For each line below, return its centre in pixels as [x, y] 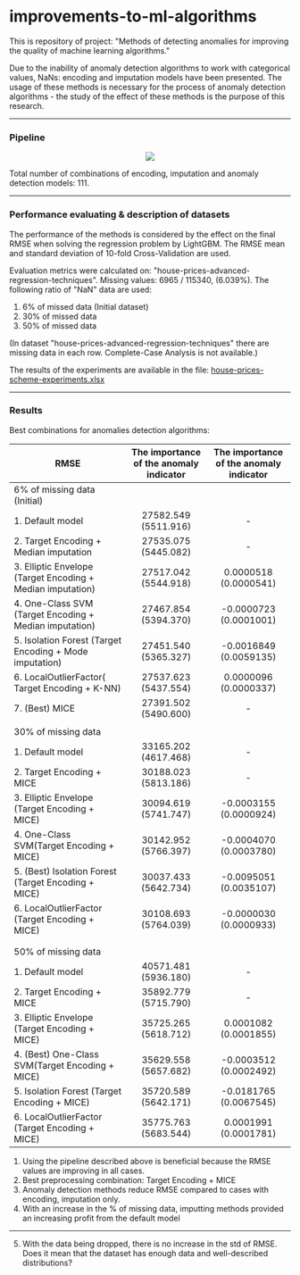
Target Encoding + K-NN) [68, 687]
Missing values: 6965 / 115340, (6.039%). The [184, 279]
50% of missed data [59, 325]
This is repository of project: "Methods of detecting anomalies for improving [149, 41]
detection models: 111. [50, 183]
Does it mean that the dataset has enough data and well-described [145, 1253]
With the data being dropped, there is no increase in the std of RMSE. [150, 1244]
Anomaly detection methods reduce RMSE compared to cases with [146, 1189]
